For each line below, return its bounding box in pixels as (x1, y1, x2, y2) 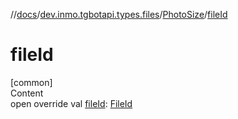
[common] (10, 76, 53, 88)
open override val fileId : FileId (10, 97, 133, 109)
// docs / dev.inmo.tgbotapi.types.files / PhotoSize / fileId (10, 9, 228, 20)
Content (10, 87, 44, 99)
